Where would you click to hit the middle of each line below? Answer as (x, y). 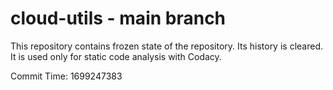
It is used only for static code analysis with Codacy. (116, 56)
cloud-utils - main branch (118, 18)
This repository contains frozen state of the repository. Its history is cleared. (166, 46)
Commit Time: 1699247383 (66, 76)
